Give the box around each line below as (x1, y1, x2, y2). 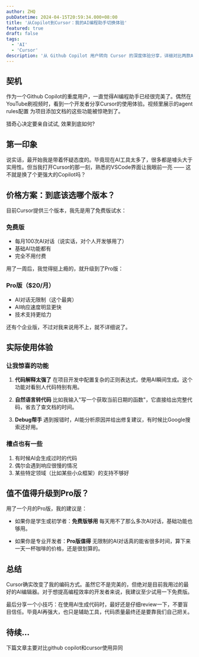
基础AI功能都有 (14, 245, 52, 252)
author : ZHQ (6, 8, 36, 15)
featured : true (6, 25, 44, 31)
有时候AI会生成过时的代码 (14, 454, 78, 461)
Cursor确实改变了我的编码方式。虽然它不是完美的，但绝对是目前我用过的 (6, 581, 184, 588)
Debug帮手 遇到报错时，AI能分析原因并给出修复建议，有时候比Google (14, 416, 185, 424)
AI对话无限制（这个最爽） (14, 296, 78, 303)
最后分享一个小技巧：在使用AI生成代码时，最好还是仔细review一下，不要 (6, 601, 183, 608)
